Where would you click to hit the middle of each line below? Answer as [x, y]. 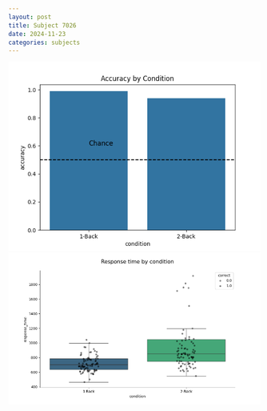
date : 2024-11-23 [37, 34]
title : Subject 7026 [43, 25]
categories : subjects [44, 42]
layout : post [30, 17]
